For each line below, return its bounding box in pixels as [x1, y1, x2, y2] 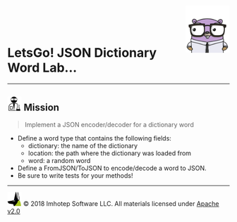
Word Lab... [7, 60, 78, 76]
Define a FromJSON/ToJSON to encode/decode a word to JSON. [17, 164, 207, 172]
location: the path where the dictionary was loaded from [28, 149, 192, 157]
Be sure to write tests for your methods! [17, 171, 133, 180]
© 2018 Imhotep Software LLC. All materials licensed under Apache [23, 199, 220, 208]
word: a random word [28, 156, 91, 164]
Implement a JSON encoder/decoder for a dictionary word [24, 120, 194, 129]
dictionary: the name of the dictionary [28, 141, 138, 150]
